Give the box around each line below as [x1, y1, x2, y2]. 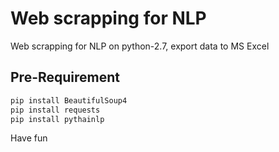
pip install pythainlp [10, 114, 105, 124]
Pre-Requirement [10, 69, 121, 86]
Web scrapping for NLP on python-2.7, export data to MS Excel [10, 40, 270, 52]
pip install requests [10, 105, 101, 115]
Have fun [10, 132, 48, 144]
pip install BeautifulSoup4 [10, 95, 128, 106]
